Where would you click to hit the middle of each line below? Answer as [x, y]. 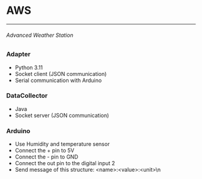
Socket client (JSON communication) [61, 74]
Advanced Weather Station [40, 35]
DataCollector [27, 96]
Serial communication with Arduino [58, 80]
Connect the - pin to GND [47, 157]
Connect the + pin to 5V [44, 151]
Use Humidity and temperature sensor [62, 144]
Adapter [19, 54]
